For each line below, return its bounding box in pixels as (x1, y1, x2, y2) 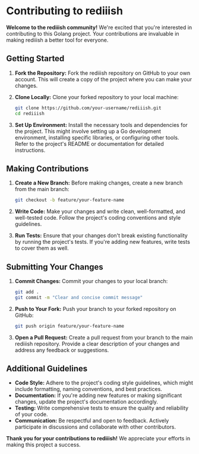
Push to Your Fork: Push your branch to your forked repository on (14, 305, 176, 312)
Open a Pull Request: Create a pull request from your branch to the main (14, 334, 193, 341)
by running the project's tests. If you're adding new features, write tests (14, 239, 190, 246)
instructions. (14, 147, 46, 154)
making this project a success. (6, 441, 81, 449)
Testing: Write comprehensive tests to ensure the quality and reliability (14, 405, 189, 412)
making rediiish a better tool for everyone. (6, 36, 109, 43)
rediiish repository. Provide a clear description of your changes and (14, 340, 180, 347)
